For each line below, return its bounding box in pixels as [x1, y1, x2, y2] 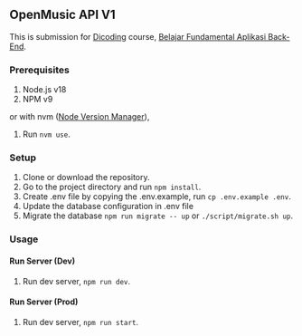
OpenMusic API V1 [9, 7, 116, 23]
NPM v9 [22, 94, 53, 105]
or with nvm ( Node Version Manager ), [9, 111, 150, 122]
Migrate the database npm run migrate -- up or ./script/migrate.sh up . [22, 210, 294, 221]
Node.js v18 [22, 84, 67, 95]
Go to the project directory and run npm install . [22, 181, 202, 193]
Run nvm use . [22, 129, 71, 139]
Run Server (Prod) [9, 296, 79, 307]
